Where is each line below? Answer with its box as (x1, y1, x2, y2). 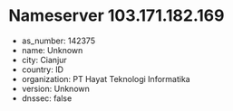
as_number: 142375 (21, 35, 96, 46)
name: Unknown (21, 44, 83, 55)
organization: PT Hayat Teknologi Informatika (21, 73, 191, 84)
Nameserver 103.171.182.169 (8, 5, 225, 26)
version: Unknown (21, 83, 90, 94)
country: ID (21, 64, 64, 75)
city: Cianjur (21, 54, 67, 65)
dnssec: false (21, 92, 73, 104)
